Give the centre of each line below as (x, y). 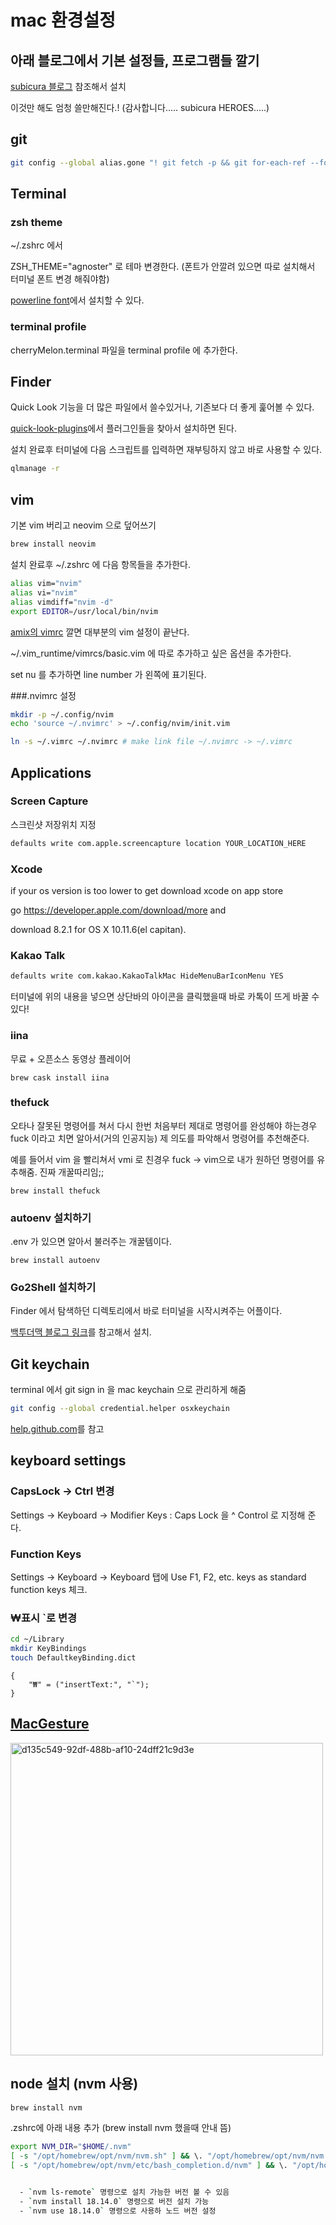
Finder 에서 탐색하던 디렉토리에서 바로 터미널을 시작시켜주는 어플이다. (146, 1311)
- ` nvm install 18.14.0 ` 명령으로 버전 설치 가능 (114, 2201)
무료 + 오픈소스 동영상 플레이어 (71, 1058)
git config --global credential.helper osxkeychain (120, 1409)
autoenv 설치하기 (51, 1218)
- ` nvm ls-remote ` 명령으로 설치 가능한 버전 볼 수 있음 (124, 2192)
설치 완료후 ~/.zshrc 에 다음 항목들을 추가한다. (100, 565)
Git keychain (50, 1364)
